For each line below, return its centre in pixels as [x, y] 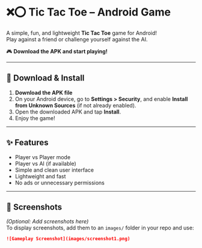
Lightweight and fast [40, 176]
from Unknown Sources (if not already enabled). [75, 105]
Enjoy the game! [35, 118]
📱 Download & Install [45, 78]
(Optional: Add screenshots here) [47, 222]
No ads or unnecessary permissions [60, 183]
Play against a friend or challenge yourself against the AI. [77, 39]
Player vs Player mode [43, 157]
